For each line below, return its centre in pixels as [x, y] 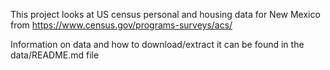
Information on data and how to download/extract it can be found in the [157, 44]
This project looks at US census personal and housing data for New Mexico [165, 14]
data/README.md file [55, 55]
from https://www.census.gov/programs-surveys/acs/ [121, 25]
